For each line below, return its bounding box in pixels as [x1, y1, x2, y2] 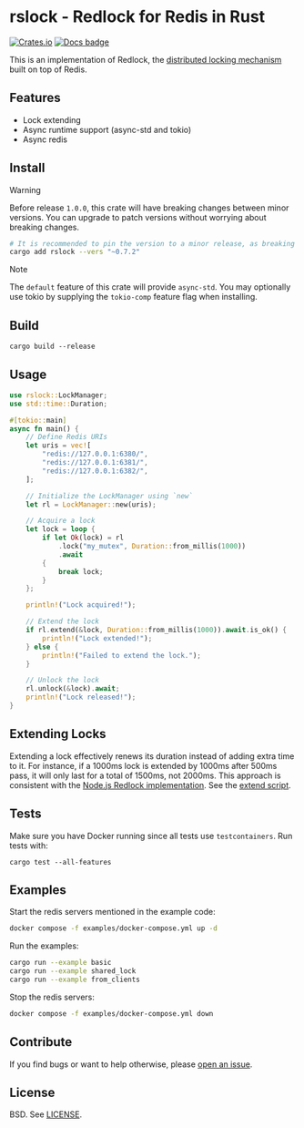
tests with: [9, 840, 48, 851]
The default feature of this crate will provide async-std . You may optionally [9, 282, 291, 292]
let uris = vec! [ [25, 441, 92, 450]
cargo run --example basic [9, 959, 112, 968]
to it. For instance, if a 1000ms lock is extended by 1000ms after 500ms [9, 760, 278, 771]
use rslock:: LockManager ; [9, 390, 107, 400]
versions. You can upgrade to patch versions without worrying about [9, 211, 267, 222]
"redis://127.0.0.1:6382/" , [42, 467, 148, 476]
